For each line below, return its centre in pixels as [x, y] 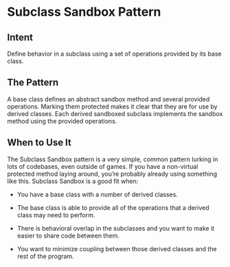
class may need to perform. [56, 215]
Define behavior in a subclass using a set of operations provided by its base [114, 54]
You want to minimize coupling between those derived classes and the [117, 248]
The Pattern [33, 83]
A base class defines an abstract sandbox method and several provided [108, 99]
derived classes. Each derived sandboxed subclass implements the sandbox [115, 113]
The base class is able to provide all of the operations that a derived [113, 207]
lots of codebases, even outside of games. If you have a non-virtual [103, 166]
